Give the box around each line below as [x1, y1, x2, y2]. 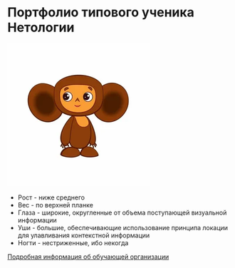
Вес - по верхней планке [17, 200, 94, 209]
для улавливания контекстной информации [17, 231, 150, 239]
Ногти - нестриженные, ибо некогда [17, 238, 129, 247]
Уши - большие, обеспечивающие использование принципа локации [17, 223, 229, 232]
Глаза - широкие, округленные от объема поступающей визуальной [17, 208, 227, 217]
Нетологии [7, 19, 75, 36]
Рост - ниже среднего [17, 193, 85, 202]
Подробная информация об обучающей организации [7, 252, 169, 261]
